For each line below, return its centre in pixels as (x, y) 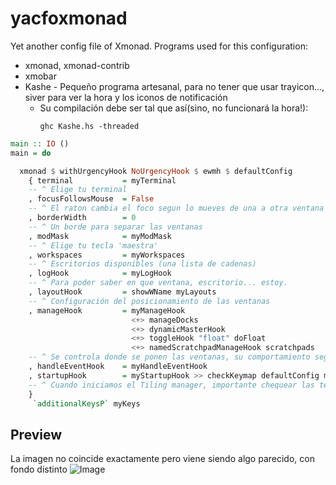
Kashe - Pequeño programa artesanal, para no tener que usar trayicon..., (174, 86)
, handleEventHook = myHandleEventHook (118, 367)
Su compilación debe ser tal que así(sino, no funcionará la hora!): (174, 108)
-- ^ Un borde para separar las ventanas (115, 227)
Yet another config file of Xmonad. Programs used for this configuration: (159, 46)
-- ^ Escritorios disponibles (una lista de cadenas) (142, 264)
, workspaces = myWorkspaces (107, 255)
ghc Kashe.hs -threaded (89, 126)
